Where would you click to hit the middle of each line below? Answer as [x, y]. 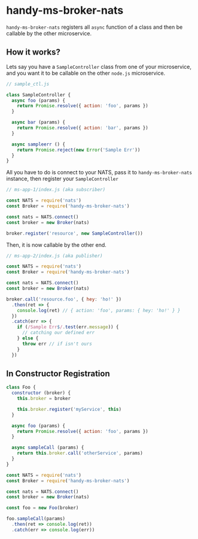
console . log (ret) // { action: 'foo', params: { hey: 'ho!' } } [99, 310]
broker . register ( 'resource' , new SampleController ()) [75, 233]
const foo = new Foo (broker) [42, 508]
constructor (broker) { [41, 393]
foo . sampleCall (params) [36, 519]
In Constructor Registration [58, 373]
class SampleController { [38, 95]
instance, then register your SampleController [62, 179]
